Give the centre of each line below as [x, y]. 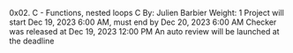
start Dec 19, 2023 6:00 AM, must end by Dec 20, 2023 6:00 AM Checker [143, 22]
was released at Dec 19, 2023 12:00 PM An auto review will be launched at [144, 31]
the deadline [32, 41]
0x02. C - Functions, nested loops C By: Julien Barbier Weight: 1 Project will [146, 13]
